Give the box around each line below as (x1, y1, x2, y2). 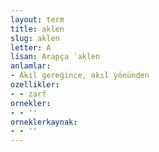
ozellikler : (10, 80, 60, 90)
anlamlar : (10, 61, 52, 71)
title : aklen (10, 24, 65, 34)
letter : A (10, 42, 52, 53)
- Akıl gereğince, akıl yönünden (10, 71, 150, 81)
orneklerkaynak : (10, 117, 78, 127)
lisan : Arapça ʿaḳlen (10, 52, 101, 62)
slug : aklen (10, 33, 60, 43)
